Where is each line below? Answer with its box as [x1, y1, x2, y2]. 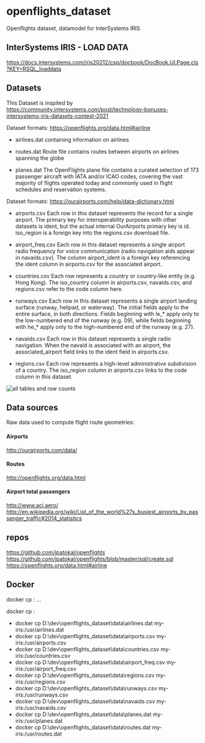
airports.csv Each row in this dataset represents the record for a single [15, 209, 193, 217]
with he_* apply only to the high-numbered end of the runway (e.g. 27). [15, 323, 195, 330]
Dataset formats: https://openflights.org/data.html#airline [6, 124, 151, 131]
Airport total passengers [6, 488, 70, 496]
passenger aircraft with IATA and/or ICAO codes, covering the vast [15, 173, 183, 180]
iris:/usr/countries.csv [15, 652, 71, 659]
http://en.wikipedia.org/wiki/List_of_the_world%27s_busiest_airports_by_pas [6, 508, 198, 515]
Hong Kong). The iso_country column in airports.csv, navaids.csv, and [15, 279, 192, 286]
